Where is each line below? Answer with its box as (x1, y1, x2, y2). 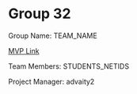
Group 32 (8, 5, 71, 23)
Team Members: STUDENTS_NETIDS (8, 61, 129, 71)
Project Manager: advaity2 (8, 77, 95, 86)
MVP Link (8, 46, 40, 55)
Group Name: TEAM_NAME (8, 31, 97, 40)
